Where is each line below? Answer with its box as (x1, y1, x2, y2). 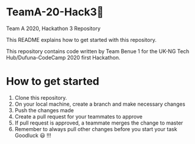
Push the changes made (14, 106, 74, 114)
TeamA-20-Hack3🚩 (6, 5, 104, 19)
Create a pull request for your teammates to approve (14, 113, 143, 120)
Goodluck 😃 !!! (14, 132, 51, 139)
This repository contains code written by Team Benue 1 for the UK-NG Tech (6, 47, 190, 55)
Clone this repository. (14, 94, 67, 101)
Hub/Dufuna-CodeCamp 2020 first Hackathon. (6, 54, 121, 61)
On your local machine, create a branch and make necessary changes (14, 100, 186, 107)
